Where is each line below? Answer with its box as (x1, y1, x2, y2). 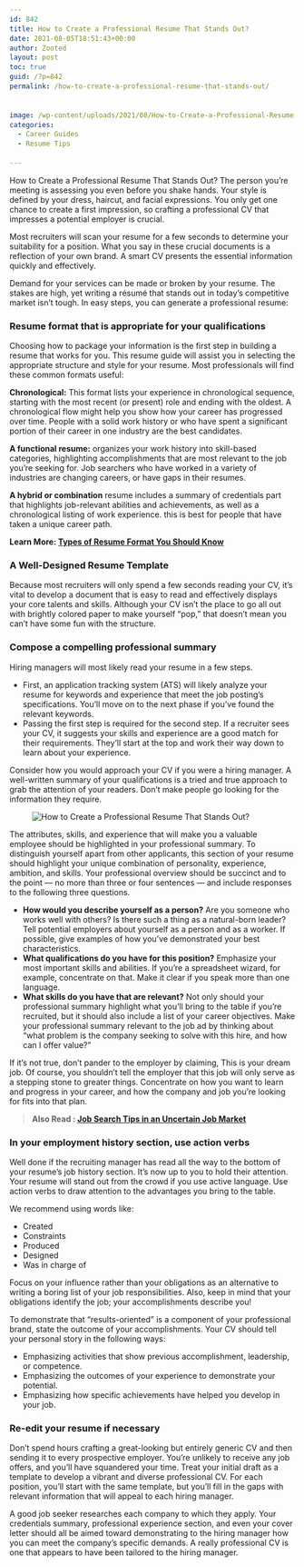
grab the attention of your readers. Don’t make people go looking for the (9, 783, 279, 794)
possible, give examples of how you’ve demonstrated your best (22, 933, 260, 944)
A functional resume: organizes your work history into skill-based (9, 444, 257, 454)
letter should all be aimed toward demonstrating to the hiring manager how (9, 1528, 289, 1539)
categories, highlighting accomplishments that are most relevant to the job (9, 453, 288, 464)
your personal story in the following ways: (9, 1333, 166, 1344)
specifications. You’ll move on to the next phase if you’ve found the (22, 698, 275, 709)
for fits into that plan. (9, 1095, 88, 1106)
